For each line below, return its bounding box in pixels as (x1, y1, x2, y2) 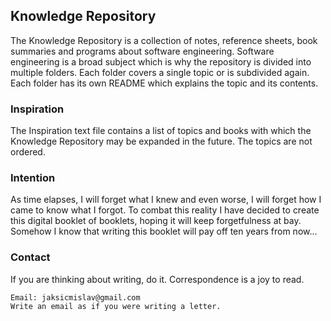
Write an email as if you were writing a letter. (10, 301, 222, 311)
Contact (10, 250, 51, 264)
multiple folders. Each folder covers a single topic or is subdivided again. (10, 66, 310, 78)
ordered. (10, 146, 46, 158)
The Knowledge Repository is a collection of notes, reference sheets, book (10, 34, 318, 46)
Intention (10, 171, 56, 185)
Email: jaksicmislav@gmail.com (10, 292, 141, 303)
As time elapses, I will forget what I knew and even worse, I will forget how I (10, 194, 322, 206)
